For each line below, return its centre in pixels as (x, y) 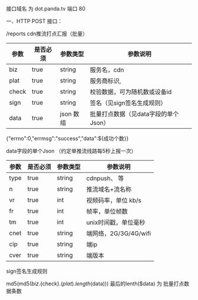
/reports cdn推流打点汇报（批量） (47, 34)
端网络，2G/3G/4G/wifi (119, 233)
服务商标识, (105, 81)
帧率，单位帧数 (107, 211)
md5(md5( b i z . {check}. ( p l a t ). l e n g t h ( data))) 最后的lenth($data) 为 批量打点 (95, 284)
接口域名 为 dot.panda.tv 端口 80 (46, 9)
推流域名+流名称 (109, 189)
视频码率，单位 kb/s (114, 200)
